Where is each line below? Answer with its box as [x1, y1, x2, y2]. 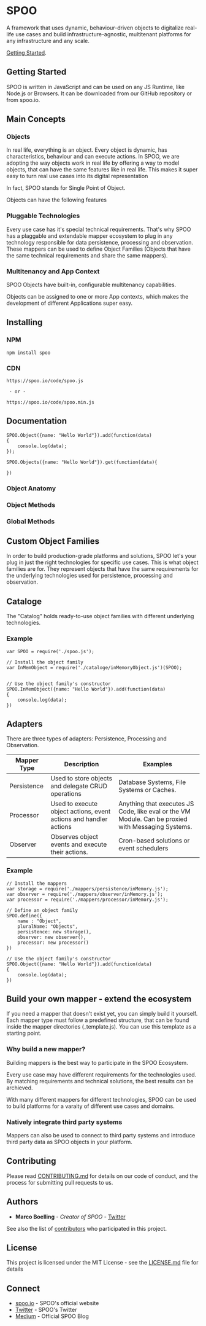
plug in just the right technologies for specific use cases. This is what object [6, 559, 199, 566]
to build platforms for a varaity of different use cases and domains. [6, 1102, 175, 1110]
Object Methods [6, 500, 56, 509]
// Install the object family [6, 659, 84, 665]
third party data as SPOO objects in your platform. [6, 1138, 133, 1146]
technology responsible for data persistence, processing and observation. [6, 238, 193, 246]
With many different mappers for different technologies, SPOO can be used [6, 1096, 196, 1103]
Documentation [6, 416, 67, 426]
